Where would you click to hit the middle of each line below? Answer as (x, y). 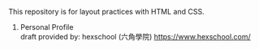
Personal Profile (47, 27)
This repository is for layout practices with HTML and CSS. (106, 12)
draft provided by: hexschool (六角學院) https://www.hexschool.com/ (136, 37)
